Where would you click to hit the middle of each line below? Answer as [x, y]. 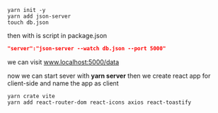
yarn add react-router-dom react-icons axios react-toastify [99, 102]
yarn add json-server [39, 16]
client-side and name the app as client [63, 83]
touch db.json [28, 23]
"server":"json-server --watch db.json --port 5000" [87, 49]
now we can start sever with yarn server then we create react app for [109, 76]
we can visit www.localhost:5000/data [63, 62]
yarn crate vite [31, 96]
